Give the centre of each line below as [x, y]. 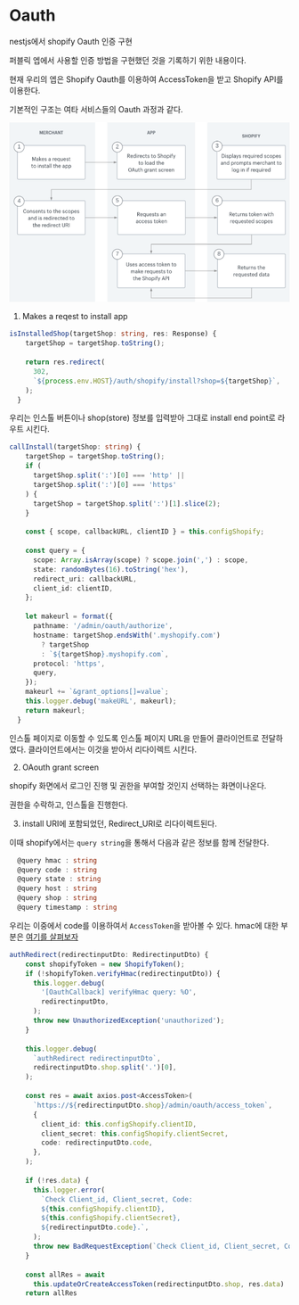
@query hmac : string [57, 860]
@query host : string [57, 888]
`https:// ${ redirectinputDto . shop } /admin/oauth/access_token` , [153, 1105]
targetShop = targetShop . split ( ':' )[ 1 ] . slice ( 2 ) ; [126, 504]
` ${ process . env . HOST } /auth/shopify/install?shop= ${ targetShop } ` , [156, 381]
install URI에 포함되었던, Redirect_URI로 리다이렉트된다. [120, 823]
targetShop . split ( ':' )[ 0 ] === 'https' [105, 484]
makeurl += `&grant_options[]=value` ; [97, 692]
